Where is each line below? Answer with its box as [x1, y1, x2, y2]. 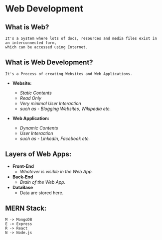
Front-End [12, 163, 34, 169]
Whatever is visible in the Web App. [19, 168, 93, 174]
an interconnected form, [5, 40, 57, 45]
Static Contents [19, 90, 52, 96]
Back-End [12, 174, 33, 180]
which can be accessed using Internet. [5, 45, 88, 50]
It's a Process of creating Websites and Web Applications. [5, 71, 133, 76]
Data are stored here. [19, 190, 64, 196]
